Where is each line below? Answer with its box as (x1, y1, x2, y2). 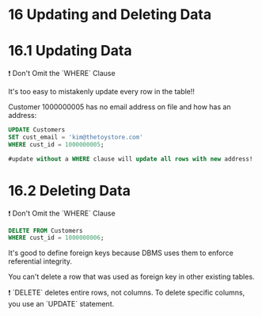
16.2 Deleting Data (8, 181, 131, 200)
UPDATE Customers (8, 126, 66, 134)
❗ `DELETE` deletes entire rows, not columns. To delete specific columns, (8, 287, 245, 298)
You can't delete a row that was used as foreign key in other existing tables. (8, 272, 255, 282)
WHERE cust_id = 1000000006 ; (8, 234, 104, 242)
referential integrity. (8, 257, 73, 266)
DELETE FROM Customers (8, 227, 83, 234)
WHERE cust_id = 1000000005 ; (8, 140, 104, 148)
